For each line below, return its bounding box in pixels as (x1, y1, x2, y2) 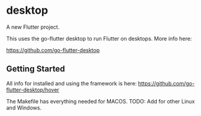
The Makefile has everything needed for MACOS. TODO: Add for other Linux (6, 97, 195, 105)
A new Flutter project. (6, 23, 60, 30)
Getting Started (6, 64, 65, 74)
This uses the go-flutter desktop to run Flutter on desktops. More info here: (6, 35, 192, 42)
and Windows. (6, 104, 42, 111)
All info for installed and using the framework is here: (6, 80, 137, 87)
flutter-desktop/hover (6, 86, 59, 93)
